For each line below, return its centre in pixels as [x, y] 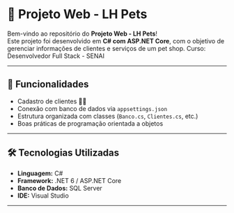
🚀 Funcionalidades [48, 84]
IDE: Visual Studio [43, 196]
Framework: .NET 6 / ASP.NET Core [69, 180]
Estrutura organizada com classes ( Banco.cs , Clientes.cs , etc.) [108, 116]
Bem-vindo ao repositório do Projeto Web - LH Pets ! [83, 34]
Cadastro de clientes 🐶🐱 [52, 101]
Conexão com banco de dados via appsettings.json [92, 108]
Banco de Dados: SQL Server [60, 188]
